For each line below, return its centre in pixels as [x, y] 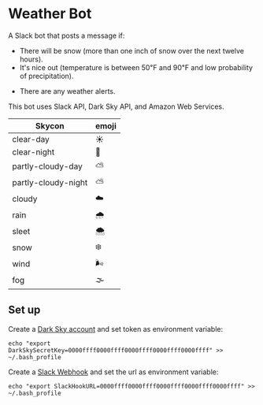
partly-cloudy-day [47, 166]
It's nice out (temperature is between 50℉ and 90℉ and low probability [136, 67]
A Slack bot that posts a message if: [67, 35]
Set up [24, 310]
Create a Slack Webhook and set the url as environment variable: [113, 372]
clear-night [33, 152]
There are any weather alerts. [67, 91]
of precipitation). [46, 76]
